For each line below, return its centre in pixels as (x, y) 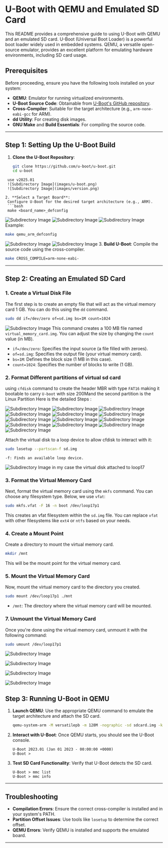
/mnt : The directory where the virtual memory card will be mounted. (82, 606)
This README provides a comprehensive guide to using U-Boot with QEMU (83, 34)
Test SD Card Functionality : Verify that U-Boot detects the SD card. (82, 763)
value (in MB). (19, 339)
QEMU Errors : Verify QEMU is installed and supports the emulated (80, 830)
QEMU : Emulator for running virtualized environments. (68, 98)
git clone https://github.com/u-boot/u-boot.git (64, 166)
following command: (26, 635)
